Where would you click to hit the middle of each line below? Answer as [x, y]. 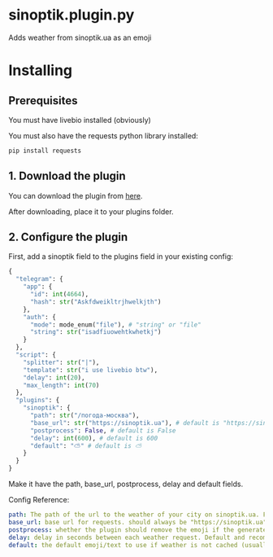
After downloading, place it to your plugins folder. [91, 211]
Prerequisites [43, 101]
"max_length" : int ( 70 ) [61, 385]
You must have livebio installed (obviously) [80, 120]
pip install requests [45, 151]
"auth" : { [40, 317]
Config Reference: [39, 500]
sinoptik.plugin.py [71, 15]
